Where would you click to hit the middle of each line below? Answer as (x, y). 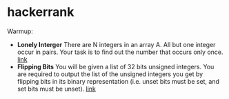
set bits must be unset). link (57, 89)
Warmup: (20, 31)
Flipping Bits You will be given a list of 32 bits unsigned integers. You (116, 66)
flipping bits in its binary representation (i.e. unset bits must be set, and (118, 81)
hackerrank (41, 12)
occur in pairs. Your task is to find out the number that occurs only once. (120, 52)
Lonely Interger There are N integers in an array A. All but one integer (116, 44)
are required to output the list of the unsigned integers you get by (110, 74)
